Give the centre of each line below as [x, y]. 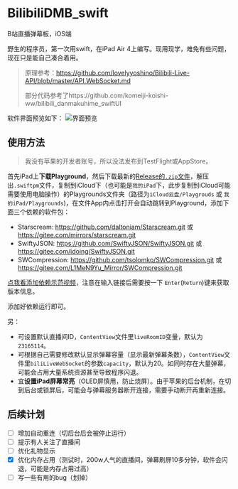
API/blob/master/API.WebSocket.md [78, 80]
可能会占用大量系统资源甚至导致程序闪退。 [80, 372]
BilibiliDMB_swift [58, 13]
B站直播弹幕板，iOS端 [40, 33]
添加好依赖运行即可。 [38, 306]
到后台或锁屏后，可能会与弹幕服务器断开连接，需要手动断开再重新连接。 [123, 389]
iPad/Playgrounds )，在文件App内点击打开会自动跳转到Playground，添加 [118, 203]
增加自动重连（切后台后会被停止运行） [74, 433]
